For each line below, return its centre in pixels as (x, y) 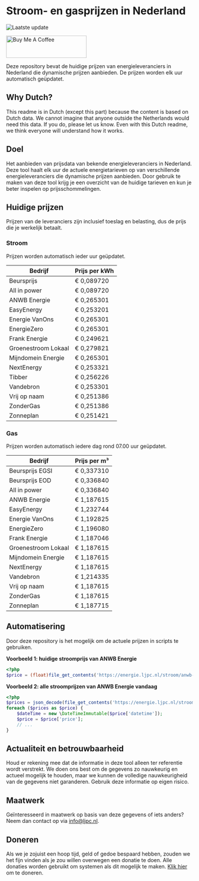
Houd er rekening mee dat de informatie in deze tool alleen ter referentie (94, 763)
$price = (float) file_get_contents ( (51, 675)
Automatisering (36, 627)
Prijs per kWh (94, 271)
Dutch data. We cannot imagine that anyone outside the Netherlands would (98, 118)
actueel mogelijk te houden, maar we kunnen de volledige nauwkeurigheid (97, 776)
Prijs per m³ (92, 460)
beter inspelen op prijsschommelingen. (54, 188)
